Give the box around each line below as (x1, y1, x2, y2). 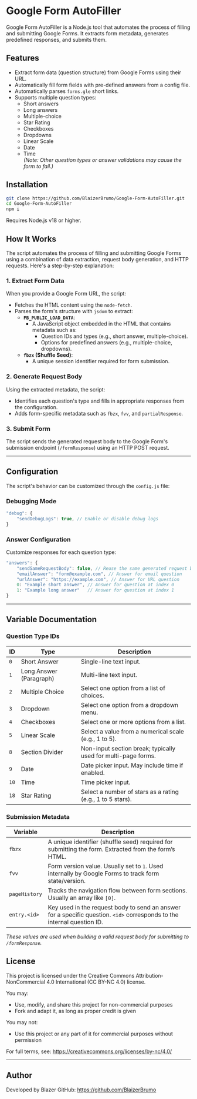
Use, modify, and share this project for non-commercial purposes (14, 1001, 173, 1008)
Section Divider (21, 748, 63, 756)
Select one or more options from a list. (81, 718, 186, 726)
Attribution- (135, 972, 164, 979)
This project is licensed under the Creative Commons (6, 972, 135, 979)
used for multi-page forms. (81, 752, 157, 760)
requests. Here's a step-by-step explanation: (6, 262, 114, 269)
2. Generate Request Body (6, 373, 83, 381)
